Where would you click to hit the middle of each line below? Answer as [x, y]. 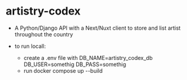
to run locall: [30, 46]
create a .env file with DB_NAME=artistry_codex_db [88, 58]
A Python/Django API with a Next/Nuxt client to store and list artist [97, 28]
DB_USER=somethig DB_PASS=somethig [75, 64]
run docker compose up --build [63, 70]
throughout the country [44, 34]
